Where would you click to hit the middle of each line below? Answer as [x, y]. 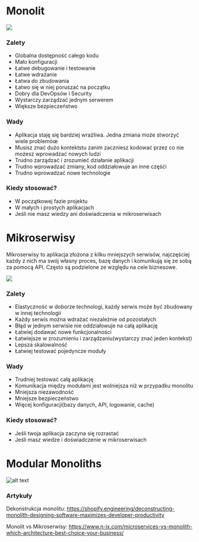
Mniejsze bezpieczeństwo [47, 398]
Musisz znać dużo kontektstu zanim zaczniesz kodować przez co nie [99, 147]
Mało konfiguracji [36, 62]
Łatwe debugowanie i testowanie [55, 68]
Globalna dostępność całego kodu [57, 55]
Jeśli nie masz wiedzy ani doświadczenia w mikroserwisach [88, 213]
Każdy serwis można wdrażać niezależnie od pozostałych [85, 320]
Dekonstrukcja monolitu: [36, 509]
